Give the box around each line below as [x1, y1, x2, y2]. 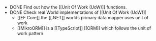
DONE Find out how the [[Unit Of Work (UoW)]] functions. [9, 4, 127, 10]
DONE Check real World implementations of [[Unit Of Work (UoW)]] [9, 9, 147, 15]
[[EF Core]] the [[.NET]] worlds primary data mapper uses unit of [17, 15, 149, 20]
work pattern [17, 31, 43, 36]
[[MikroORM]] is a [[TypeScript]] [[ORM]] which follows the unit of [17, 25, 151, 31]
